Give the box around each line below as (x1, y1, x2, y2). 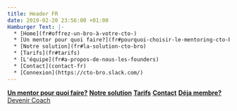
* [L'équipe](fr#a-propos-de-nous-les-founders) (13, 56, 159, 63)
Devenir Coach (7, 96, 51, 104)
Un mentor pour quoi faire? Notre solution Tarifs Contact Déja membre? (7, 89, 222, 97)
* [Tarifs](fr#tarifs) (13, 50, 80, 57)
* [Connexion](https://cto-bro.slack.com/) (13, 69, 143, 76)
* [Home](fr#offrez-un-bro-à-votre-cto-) (13, 30, 138, 37)
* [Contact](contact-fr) (13, 63, 87, 70)
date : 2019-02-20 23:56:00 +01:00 (7, 17, 109, 24)
